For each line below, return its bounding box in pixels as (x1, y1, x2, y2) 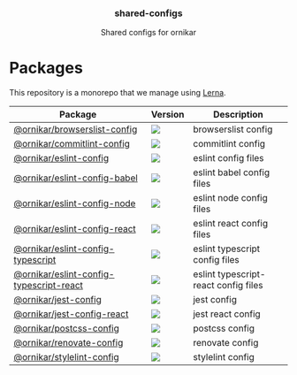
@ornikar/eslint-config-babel (13, 172, 139, 184)
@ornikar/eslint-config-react (13, 223, 137, 235)
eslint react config (193, 218, 268, 230)
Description (213, 109, 263, 121)
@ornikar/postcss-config (13, 322, 119, 334)
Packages (9, 58, 84, 78)
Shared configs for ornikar (100, 27, 197, 38)
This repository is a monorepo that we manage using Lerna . (9, 88, 227, 98)
